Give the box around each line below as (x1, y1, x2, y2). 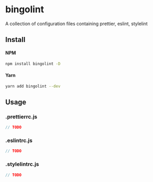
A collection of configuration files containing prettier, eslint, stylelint (5, 21, 148, 27)
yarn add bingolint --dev (5, 84, 60, 89)
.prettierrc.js (5, 113, 37, 120)
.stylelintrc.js (5, 160, 39, 168)
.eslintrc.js (5, 137, 33, 144)
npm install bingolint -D (5, 61, 60, 66)
